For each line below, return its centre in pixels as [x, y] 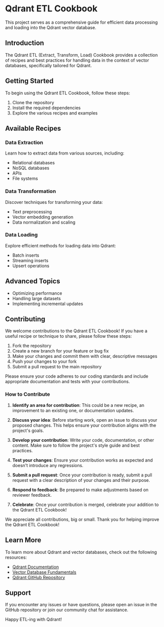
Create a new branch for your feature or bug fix [61, 351]
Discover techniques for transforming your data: [54, 202]
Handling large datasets [36, 298]
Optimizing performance [37, 293]
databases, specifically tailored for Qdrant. [49, 65]
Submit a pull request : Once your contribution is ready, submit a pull [82, 475]
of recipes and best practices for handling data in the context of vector [77, 60]
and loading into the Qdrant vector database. [51, 27]
